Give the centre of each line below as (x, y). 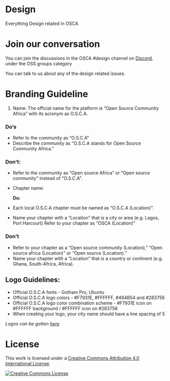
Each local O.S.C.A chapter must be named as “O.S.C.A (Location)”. (83, 208)
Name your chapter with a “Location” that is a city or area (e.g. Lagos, (86, 218)
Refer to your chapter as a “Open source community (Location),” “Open (88, 248)
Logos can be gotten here (32, 323)
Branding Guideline (47, 94)
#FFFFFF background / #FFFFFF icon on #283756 (65, 308)
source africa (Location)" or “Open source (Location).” (70, 253)
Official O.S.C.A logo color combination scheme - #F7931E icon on (82, 303)
